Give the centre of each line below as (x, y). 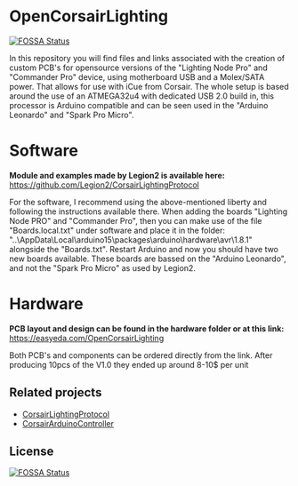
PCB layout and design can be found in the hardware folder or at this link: (147, 328)
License (32, 452)
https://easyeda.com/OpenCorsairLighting (87, 338)
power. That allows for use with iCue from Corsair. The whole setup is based (149, 86)
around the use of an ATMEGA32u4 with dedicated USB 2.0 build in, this (141, 96)
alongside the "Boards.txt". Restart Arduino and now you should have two (144, 249)
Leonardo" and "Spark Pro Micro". (72, 115)
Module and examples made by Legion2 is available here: (117, 175)
